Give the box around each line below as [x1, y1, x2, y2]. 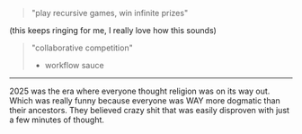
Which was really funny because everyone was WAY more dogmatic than [9, 95, 280, 106]
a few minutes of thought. [9, 114, 105, 125]
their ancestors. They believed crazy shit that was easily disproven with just [9, 105, 290, 115]
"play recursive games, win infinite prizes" [31, 8, 189, 18]
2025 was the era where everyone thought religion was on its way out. [9, 85, 271, 96]
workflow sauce [44, 60, 105, 70]
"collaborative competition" [31, 42, 133, 53]
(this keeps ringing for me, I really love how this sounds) [9, 25, 218, 35]
